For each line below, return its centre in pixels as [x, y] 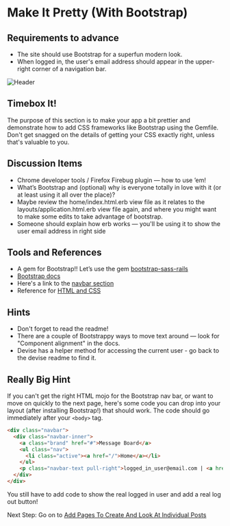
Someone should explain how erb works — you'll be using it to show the [119, 223]
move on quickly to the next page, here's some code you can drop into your [114, 403]
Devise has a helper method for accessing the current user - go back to [118, 351]
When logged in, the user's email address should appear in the [105, 62]
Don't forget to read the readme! [63, 329]
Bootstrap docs [39, 276]
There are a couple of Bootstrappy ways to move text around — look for [118, 336]
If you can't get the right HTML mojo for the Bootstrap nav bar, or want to [110, 396]
